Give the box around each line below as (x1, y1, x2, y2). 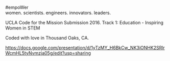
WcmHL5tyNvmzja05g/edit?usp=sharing (5, 50, 91, 56)
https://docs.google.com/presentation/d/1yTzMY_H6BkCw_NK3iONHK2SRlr (5, 45, 165, 50)
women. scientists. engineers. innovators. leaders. (5, 10, 111, 16)
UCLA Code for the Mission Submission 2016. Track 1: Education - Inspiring (5, 20, 164, 25)
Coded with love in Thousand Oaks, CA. (5, 35, 89, 41)
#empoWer (5, 5, 29, 10)
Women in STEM (5, 25, 40, 31)
